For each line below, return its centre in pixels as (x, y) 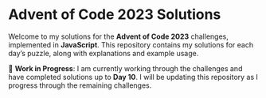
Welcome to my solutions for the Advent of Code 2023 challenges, (118, 36)
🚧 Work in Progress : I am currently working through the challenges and (125, 68)
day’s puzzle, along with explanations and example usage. (104, 53)
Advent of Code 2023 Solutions (115, 15)
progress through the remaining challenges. (80, 85)
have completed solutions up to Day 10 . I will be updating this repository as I (133, 77)
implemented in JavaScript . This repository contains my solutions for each (131, 44)
